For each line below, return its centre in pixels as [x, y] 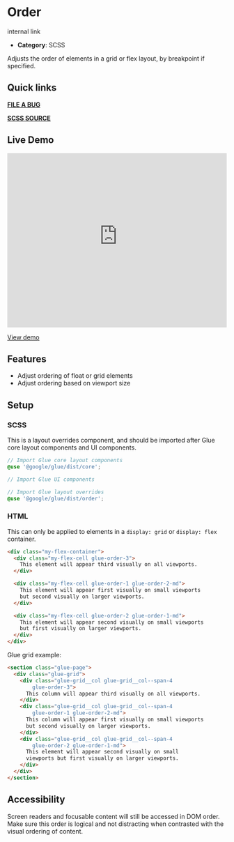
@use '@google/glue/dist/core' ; [54, 467]
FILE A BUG [24, 105]
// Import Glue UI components [51, 479]
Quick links [32, 88]
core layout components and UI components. [72, 447]
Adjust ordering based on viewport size [74, 383]
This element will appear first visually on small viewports [110, 590]
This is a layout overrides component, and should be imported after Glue [111, 441]
